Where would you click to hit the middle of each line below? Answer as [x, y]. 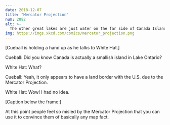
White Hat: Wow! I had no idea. [37, 92]
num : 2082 [16, 19]
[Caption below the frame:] [33, 102]
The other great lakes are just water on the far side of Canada [80, 29]
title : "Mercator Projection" [37, 15]
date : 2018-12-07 [24, 10]
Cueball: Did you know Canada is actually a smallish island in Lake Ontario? [83, 57]
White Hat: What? [24, 67]
